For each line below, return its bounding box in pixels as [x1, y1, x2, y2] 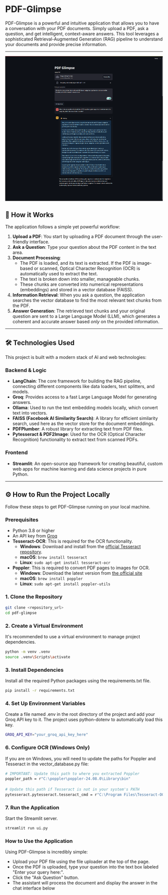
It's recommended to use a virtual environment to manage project [5, 634, 140, 640]
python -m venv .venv [5, 649, 50, 654]
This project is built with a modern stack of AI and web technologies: [5, 354, 146, 360]
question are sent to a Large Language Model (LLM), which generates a [12, 313, 160, 319]
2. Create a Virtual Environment [5, 622, 83, 629]
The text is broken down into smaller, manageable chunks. [19, 276, 140, 282]
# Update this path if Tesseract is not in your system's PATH [5, 787, 140, 792]
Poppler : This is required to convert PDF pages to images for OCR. [12, 565, 150, 571]
